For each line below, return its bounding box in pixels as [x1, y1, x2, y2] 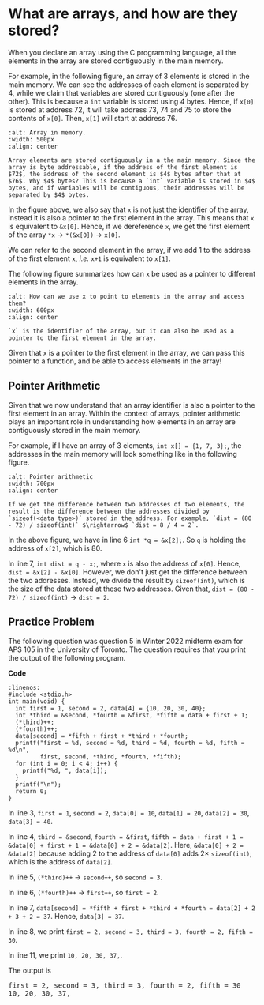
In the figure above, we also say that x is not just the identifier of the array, [8, 205, 250, 214]
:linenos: [8, 683, 41, 691]
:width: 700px [8, 480, 55, 487]
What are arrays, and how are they [8, 5, 238, 23]
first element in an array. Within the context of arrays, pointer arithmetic [8, 408, 241, 418]
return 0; [15, 787, 47, 795]
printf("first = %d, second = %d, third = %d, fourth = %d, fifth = [15, 739, 245, 747]
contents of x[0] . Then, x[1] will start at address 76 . [8, 113, 177, 122]
